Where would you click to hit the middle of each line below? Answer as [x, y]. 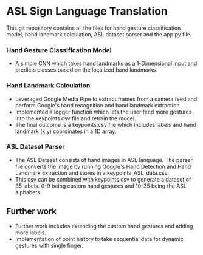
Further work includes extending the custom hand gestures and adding [104, 226]
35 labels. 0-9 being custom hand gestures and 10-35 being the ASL [101, 186]
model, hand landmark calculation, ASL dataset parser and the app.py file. [99, 34]
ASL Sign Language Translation [87, 11]
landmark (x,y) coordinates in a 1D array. [66, 131]
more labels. [31, 233]
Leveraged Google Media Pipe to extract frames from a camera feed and [106, 99]
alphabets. [28, 192]
